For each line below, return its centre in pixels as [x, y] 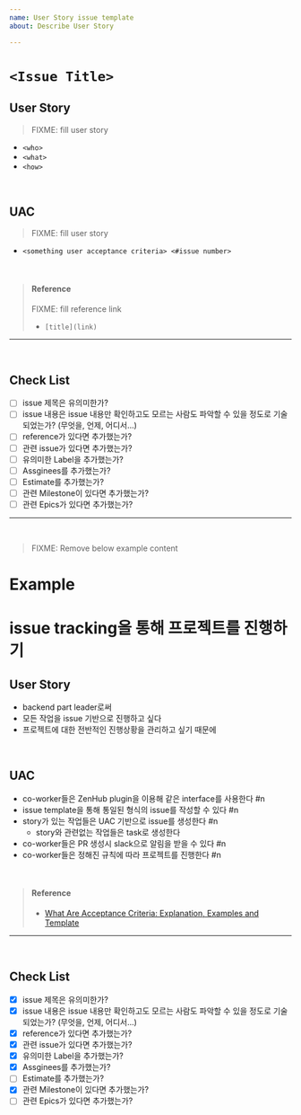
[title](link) [71, 327]
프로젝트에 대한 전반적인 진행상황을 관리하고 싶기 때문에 [119, 730]
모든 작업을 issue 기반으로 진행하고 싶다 [92, 719]
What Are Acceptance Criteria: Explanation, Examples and [152, 914]
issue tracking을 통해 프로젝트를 [125, 628]
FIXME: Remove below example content [104, 548]
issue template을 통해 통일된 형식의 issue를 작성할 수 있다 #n [130, 810]
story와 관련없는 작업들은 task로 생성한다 [108, 832]
